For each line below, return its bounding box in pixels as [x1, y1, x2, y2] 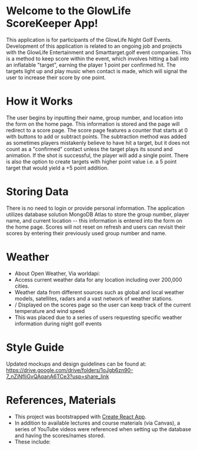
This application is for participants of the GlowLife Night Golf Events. [6, 36, 172, 43]
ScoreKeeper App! [6, 17, 98, 30]
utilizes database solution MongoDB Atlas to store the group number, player [6, 211, 189, 218]
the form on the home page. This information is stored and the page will [6, 120, 180, 128]
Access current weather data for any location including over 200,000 [14, 276, 182, 283]
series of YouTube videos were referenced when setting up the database [14, 425, 191, 432]
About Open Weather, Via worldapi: [14, 270, 101, 277]
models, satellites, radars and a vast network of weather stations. [14, 295, 173, 302]
